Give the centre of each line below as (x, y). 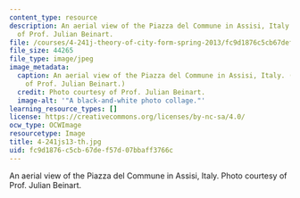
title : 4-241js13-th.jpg (55, 142)
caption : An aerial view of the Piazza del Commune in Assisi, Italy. (151, 76)
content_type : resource (54, 17)
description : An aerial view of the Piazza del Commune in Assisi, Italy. (151, 26)
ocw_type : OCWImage (46, 126)
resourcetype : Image (48, 134)
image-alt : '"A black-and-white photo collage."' (111, 100)
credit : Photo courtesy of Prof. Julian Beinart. (111, 92)
